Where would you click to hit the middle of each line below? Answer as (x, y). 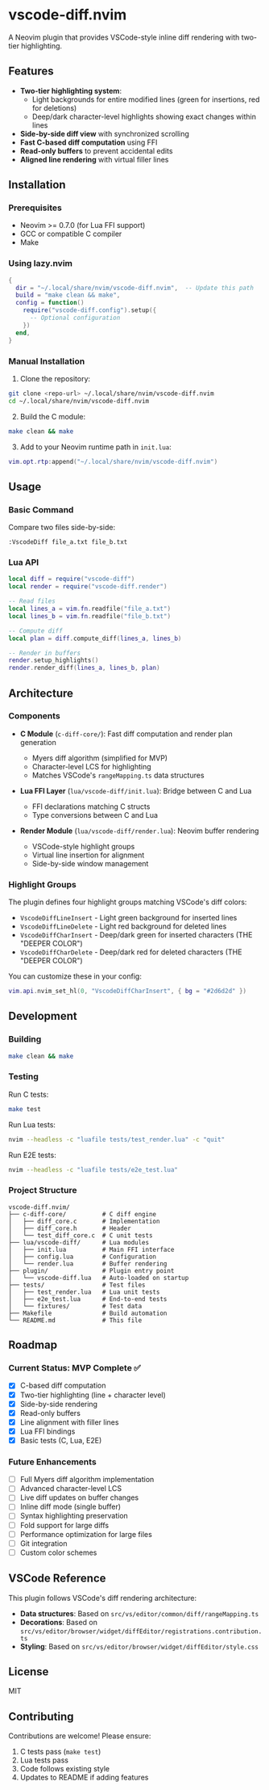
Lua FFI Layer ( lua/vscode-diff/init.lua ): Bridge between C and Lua (136, 790)
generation (38, 742)
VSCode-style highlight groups (83, 846)
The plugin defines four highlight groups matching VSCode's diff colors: (128, 902)
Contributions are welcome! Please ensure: (80, 1736)
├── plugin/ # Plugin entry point (91, 1270)
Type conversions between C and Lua (95, 815)
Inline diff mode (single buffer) (70, 1507)
